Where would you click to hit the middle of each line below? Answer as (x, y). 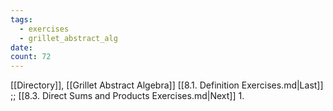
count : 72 (31, 57)
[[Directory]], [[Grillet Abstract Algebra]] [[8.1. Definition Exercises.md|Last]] (167, 85)
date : (21, 47)
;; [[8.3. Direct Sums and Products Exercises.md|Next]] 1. (127, 96)
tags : (21, 19)
